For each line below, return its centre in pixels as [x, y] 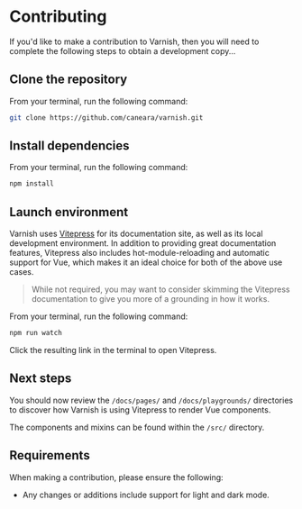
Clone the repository [69, 80]
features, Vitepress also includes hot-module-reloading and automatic [140, 253]
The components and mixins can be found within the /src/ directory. [137, 427]
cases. [22, 272]
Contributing [58, 17]
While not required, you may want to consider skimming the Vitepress [160, 289]
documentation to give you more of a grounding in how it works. [151, 299]
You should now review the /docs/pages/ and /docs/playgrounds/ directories [151, 400]
